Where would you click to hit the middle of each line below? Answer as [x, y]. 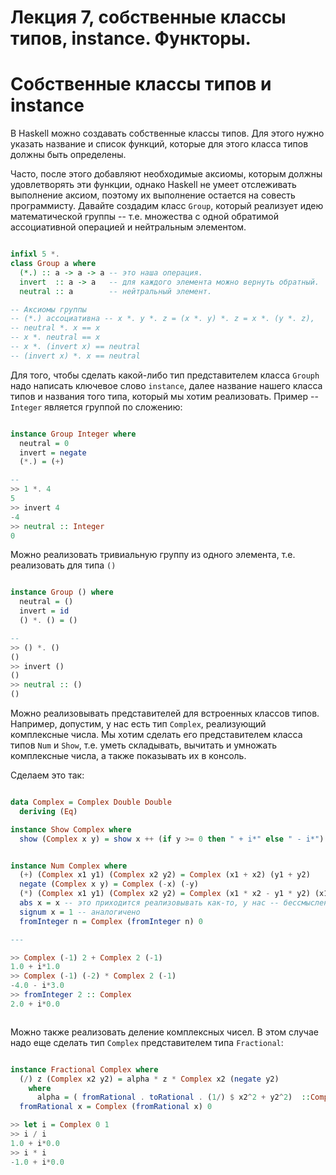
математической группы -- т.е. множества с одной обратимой [144, 217]
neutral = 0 [44, 443]
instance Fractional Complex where [84, 1069]
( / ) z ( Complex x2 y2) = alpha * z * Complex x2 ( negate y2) [149, 1079]
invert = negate [53, 452]
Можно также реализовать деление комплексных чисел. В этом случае [164, 1032]
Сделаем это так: [47, 775]
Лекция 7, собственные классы [148, 17]
